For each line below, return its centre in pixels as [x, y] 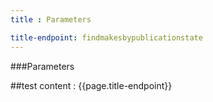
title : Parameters [51, 19]
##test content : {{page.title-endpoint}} [91, 85]
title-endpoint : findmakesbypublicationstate [106, 37]
